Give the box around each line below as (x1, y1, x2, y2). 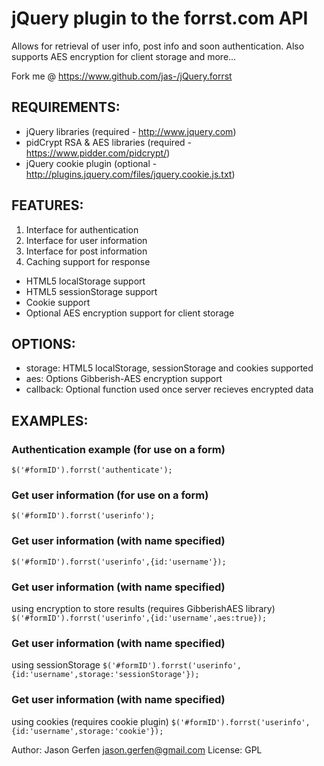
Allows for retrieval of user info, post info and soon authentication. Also (11, 40, 305, 52)
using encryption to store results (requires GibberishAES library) (11, 602, 276, 614)
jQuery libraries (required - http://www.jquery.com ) (25, 125, 237, 137)
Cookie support (25, 296, 91, 308)
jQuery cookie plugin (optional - (25, 157, 158, 169)
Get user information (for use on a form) (11, 488, 209, 502)
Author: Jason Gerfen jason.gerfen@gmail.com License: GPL (11, 743, 263, 756)
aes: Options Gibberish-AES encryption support (25, 373, 223, 385)
